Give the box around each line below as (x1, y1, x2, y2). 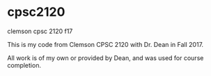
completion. (7, 61, 42, 69)
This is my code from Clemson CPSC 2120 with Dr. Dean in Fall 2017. (7, 40, 204, 48)
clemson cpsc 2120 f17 (7, 27, 73, 35)
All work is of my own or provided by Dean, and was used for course (7, 53, 204, 62)
